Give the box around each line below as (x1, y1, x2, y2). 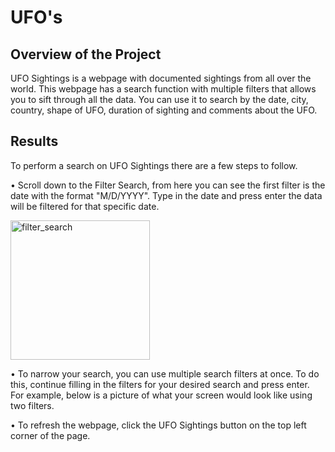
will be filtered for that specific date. (10, 200, 160, 212)
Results (10, 133, 59, 150)
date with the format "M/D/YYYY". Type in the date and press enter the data (10, 189, 323, 201)
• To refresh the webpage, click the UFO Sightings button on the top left (10, 419, 307, 431)
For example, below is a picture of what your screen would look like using (10, 389, 313, 401)
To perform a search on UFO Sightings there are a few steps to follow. (10, 159, 298, 171)
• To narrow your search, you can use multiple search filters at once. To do (10, 367, 320, 380)
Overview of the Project (10, 46, 162, 63)
